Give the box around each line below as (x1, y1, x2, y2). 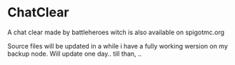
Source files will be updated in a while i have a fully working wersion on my (7, 41, 229, 50)
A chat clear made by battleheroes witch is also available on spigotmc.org (7, 28, 225, 36)
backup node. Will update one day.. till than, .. (7, 49, 142, 58)
